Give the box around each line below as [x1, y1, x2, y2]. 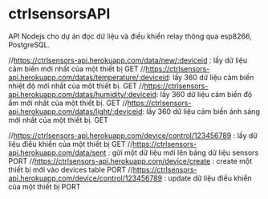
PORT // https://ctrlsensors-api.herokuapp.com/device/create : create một [8, 156, 253, 165]
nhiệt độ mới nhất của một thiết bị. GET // [8, 81, 144, 91]
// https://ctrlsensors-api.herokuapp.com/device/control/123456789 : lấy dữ [8, 130, 258, 140]
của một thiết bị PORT [8, 181, 81, 191]
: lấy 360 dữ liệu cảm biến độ [156, 89, 253, 99]
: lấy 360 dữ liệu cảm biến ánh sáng [141, 106, 261, 116]
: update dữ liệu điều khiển [164, 173, 253, 183]
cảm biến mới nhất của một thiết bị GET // [8, 63, 146, 73]
